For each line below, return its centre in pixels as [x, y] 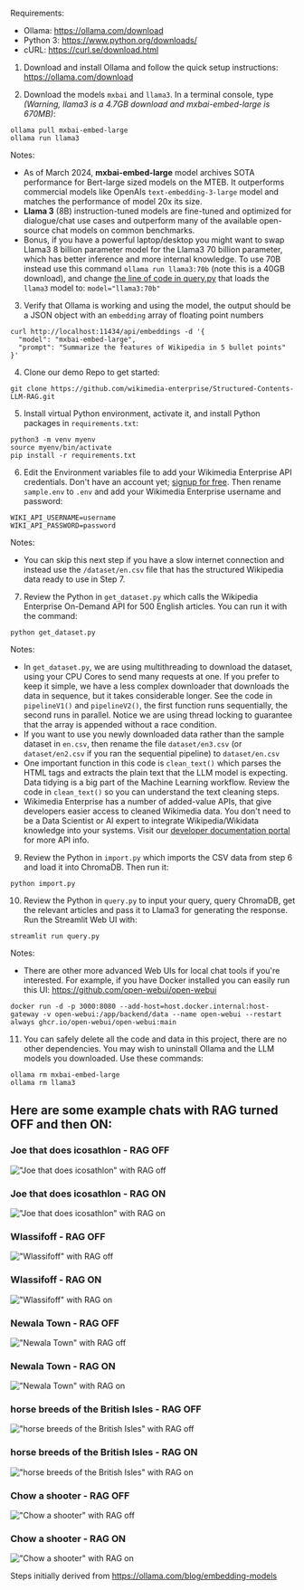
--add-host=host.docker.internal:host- [195, 1006]
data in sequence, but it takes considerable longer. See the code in [148, 695]
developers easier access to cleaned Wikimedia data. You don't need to [157, 811]
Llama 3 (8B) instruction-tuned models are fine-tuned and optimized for [157, 211]
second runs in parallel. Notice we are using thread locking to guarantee [158, 715]
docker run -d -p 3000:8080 [63, 1006]
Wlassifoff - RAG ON [56, 1280]
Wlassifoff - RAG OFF [58, 1236]
